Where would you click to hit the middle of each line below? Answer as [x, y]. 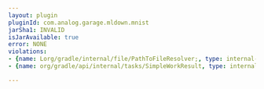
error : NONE [27, 44]
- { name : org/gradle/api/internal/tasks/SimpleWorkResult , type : [117, 66]
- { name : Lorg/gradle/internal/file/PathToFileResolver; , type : [115, 59]
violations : [27, 52]
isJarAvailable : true [44, 37]
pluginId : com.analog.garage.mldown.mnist [79, 23]
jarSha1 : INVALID [37, 30]
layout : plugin [33, 15]
